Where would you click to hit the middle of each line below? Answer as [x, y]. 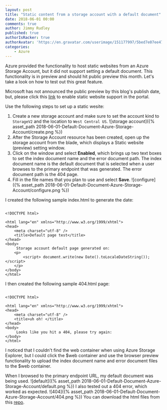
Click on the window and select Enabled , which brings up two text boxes [87, 153]
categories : [17, 47]
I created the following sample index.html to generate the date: [69, 200]
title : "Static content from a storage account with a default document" [83, 14]
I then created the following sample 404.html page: [57, 284]
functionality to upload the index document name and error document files [82, 361]
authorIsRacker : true [28, 38]
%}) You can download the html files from [117, 397]
